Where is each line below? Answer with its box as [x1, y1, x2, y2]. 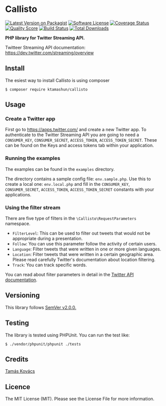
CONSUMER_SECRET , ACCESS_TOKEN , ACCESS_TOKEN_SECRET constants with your [5, 186, 155, 192]
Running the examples [5, 155, 61, 162]
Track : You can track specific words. [12, 262, 87, 268]
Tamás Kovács [5, 368, 35, 374]
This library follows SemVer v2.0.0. [5, 304, 77, 310]
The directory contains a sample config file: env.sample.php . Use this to [5, 175, 151, 182]
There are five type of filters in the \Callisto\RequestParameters [5, 215, 137, 222]
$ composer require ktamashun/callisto [5, 87, 88, 92]
